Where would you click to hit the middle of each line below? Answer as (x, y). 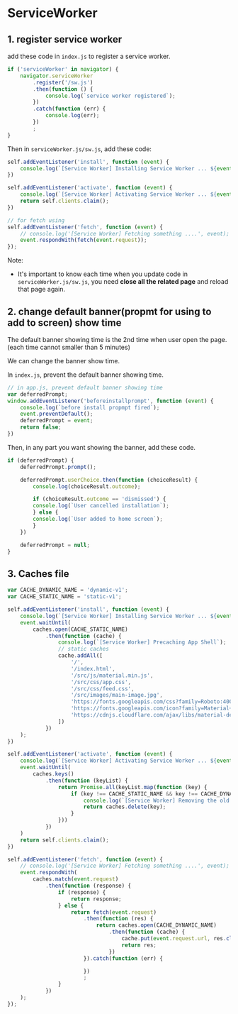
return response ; (96, 899)
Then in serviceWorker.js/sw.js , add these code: (80, 149)
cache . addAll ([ (80, 656)
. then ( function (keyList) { (87, 781)
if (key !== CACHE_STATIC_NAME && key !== (134, 794)
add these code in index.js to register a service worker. (89, 56)
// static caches (84, 649)
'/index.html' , (93, 668)
